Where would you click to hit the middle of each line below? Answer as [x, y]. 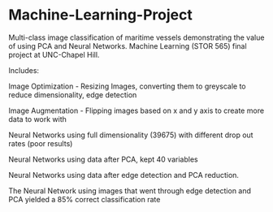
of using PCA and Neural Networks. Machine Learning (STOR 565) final [128, 45]
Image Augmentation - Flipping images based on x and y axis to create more [136, 110]
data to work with [38, 119]
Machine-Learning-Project [100, 15]
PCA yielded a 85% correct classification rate [84, 199]
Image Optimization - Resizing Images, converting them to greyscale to [127, 86]
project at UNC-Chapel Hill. [54, 54]
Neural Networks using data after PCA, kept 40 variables [103, 159]
